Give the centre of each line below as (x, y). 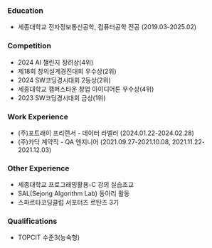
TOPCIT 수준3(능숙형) (49, 237)
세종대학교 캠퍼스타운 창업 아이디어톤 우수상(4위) (86, 89)
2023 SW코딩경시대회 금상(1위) (62, 97)
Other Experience (38, 168)
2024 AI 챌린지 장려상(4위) (55, 62)
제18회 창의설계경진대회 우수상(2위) (67, 71)
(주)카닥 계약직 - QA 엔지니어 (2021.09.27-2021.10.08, (94, 141)
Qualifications (32, 221)
